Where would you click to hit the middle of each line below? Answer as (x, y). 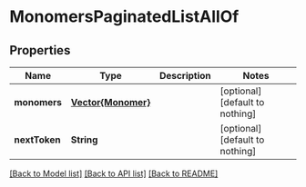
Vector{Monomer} (111, 102)
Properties (40, 50)
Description (185, 76)
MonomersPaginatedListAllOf (124, 17)
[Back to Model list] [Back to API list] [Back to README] (114, 173)
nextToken (37, 140)
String (84, 140)
